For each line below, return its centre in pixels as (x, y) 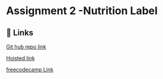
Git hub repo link (26, 47)
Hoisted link (21, 58)
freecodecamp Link (30, 70)
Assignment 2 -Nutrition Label (82, 11)
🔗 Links (20, 33)
